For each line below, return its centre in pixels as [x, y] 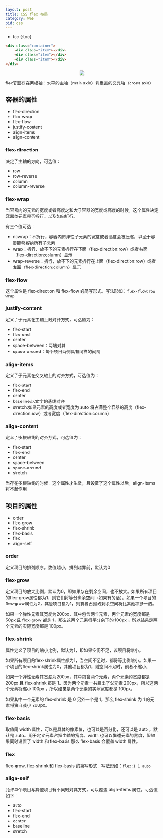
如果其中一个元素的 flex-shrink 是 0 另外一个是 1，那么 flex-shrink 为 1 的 [78, 699]
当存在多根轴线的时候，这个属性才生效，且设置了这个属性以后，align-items [81, 483]
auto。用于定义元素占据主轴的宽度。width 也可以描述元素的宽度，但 [83, 736]
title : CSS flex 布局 [27, 14]
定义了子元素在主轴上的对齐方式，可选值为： [50, 319]
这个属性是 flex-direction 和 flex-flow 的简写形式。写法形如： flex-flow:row [81, 291]
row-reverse [25, 176]
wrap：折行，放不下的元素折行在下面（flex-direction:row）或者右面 [80, 249]
